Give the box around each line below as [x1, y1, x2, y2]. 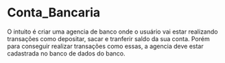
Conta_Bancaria [7, 5, 101, 21]
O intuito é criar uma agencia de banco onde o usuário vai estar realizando [7, 27, 218, 36]
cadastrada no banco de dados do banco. [7, 49, 126, 58]
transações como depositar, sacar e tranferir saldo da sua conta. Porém [7, 34, 211, 42]
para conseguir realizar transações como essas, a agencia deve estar [7, 42, 204, 50]
